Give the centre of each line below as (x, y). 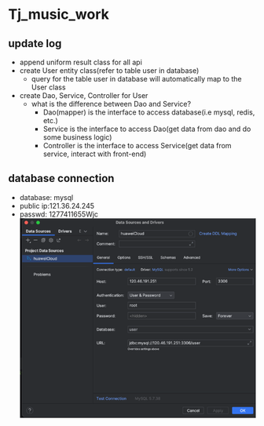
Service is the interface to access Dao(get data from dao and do (147, 129)
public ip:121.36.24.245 (57, 206)
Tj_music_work (59, 15)
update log (35, 44)
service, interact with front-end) (95, 154)
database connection (61, 178)
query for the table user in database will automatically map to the (136, 79)
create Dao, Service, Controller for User (84, 95)
